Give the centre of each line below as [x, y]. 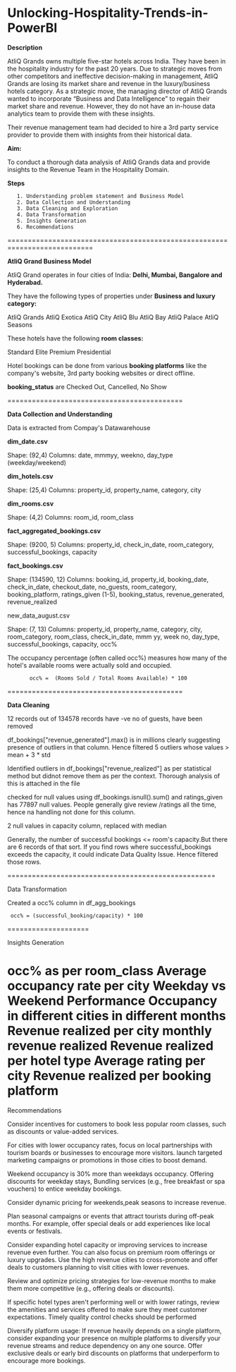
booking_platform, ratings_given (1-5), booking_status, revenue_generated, [116, 594]
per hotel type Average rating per [106, 1061]
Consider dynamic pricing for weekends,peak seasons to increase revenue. [117, 1202]
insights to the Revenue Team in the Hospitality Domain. [88, 169]
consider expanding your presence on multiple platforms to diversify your [114, 1338]
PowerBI [32, 28]
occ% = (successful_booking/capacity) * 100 [76, 915]
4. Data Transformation [51, 214]
